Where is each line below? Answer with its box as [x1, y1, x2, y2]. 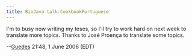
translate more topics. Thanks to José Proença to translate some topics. [6, 31, 185, 39]
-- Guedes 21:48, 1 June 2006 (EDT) [6, 43, 94, 50]
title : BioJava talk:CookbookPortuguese [6, 8, 110, 15]
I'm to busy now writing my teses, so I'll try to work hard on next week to [6, 25, 187, 32]
